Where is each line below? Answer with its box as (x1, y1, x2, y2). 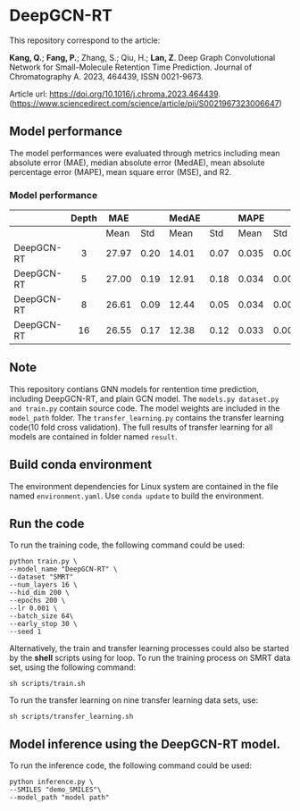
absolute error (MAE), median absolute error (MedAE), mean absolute (9, 157, 265, 168)
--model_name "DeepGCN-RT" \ (9, 564, 118, 574)
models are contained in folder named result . (9, 431, 178, 442)
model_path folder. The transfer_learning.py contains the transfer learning (9, 412, 284, 422)
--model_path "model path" (9, 793, 110, 802)
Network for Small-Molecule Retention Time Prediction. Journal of (9, 62, 253, 72)
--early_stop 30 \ (9, 620, 78, 629)
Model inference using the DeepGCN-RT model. (9, 736, 281, 751)
